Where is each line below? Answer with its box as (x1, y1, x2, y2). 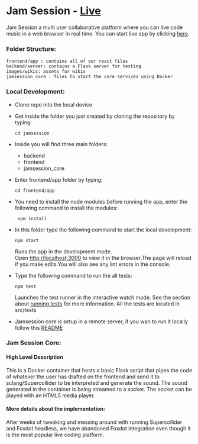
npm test (14, 283, 37, 289)
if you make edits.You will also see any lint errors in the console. (14, 260, 171, 268)
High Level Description (6, 353, 63, 361)
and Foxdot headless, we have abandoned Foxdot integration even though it (6, 424, 191, 432)
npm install (17, 215, 47, 221)
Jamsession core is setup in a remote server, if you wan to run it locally (14, 318, 188, 325)
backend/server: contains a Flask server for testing (6, 63, 142, 69)
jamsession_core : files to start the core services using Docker (6, 74, 173, 80)
